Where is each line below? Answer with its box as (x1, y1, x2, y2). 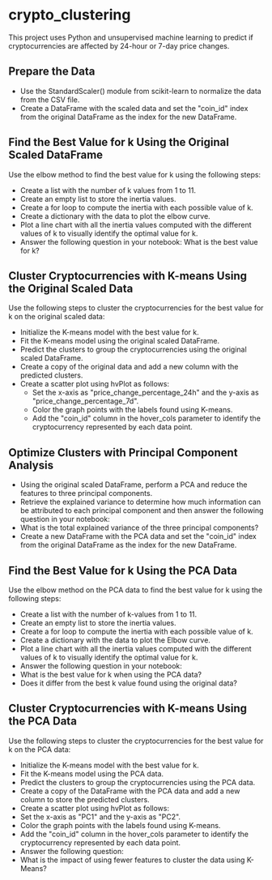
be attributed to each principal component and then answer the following (19, 506, 264, 515)
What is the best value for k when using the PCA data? (19, 670, 202, 679)
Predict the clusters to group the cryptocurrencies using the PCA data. (19, 777, 256, 787)
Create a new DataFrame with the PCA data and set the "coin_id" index (19, 532, 257, 541)
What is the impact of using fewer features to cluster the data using (19, 855, 245, 865)
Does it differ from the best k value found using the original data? (19, 678, 237, 688)
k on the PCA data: (8, 744, 71, 754)
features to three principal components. (19, 489, 153, 498)
